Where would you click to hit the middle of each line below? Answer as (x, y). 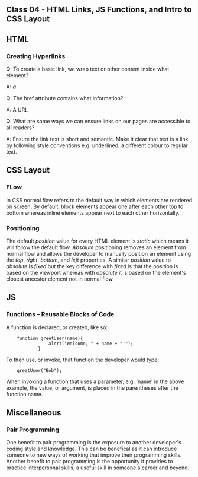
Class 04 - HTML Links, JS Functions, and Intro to (99, 10)
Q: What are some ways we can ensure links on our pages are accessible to (98, 122)
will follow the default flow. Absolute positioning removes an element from (96, 247)
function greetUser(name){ (50, 338)
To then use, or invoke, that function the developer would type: (83, 360)
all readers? (20, 128)
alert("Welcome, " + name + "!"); (91, 344)
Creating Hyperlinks (36, 56)
